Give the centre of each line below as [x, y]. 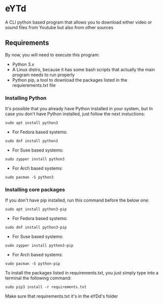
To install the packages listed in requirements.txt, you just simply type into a [82, 273]
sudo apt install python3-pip [36, 210]
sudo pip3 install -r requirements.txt [46, 287]
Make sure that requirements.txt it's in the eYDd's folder [62, 296]
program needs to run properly [43, 75]
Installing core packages [35, 189]
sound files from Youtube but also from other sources [59, 27]
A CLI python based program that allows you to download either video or [79, 22]
